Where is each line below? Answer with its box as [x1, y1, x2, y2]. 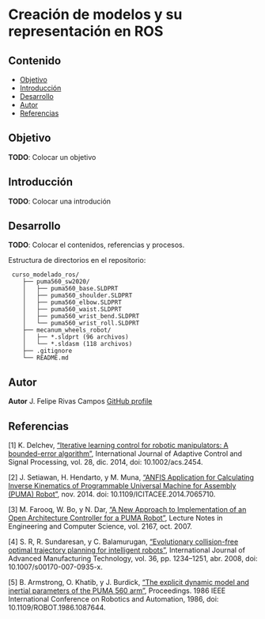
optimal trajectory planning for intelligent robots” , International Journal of [8, 545, 245, 555]
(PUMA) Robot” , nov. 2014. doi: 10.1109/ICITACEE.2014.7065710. [8, 489, 216, 499]
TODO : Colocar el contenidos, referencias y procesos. [8, 240, 185, 250]
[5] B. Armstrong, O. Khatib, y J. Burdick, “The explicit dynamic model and [8, 578, 249, 587]
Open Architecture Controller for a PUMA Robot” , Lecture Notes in [8, 513, 223, 523]
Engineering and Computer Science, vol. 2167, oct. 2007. [8, 522, 192, 531]
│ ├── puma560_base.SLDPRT [22, 285, 119, 293]
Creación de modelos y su [8, 6, 183, 24]
